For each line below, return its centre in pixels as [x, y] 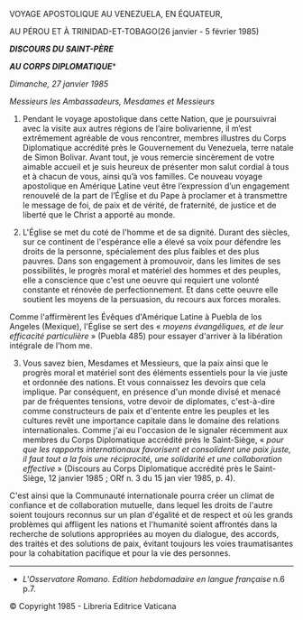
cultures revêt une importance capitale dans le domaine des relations [151, 421]
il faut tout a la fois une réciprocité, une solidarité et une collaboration [152, 459]
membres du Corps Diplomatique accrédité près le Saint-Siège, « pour [153, 440]
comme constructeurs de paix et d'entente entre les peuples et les [146, 411]
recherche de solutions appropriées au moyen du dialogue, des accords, [144, 534]
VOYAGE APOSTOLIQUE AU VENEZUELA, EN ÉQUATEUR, [116, 14]
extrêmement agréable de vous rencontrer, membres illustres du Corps [154, 138]
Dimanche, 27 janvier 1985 [59, 84]
